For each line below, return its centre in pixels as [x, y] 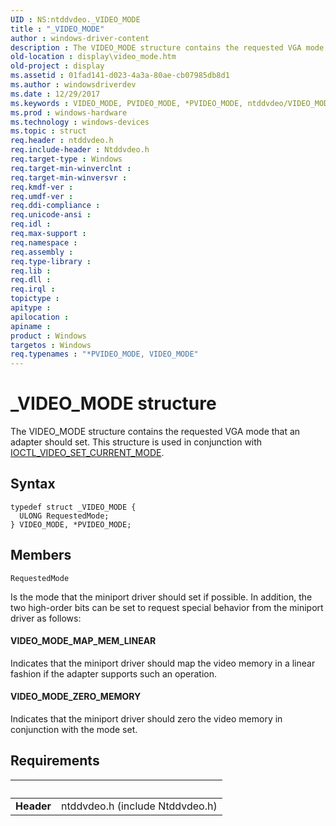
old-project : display [57, 66]
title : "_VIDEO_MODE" [57, 29]
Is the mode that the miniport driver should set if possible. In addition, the [161, 597]
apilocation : [40, 317]
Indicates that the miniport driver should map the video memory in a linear [163, 663]
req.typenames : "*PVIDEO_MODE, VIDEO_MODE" [104, 354]
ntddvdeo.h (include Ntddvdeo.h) [139, 806]
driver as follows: [46, 618]
